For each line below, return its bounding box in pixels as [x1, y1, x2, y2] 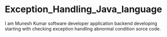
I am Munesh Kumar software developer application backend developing [5, 20, 158, 26]
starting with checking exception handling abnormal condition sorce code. [5, 25, 161, 31]
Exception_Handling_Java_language [5, 4, 162, 15]
